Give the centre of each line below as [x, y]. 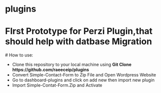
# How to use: [19, 55]
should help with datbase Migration [79, 42]
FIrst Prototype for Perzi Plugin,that [79, 31]
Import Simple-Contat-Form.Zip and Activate [57, 85]
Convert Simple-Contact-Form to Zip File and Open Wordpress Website [84, 75]
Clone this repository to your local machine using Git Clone [72, 65]
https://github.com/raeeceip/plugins [51, 70]
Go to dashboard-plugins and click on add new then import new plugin [83, 80]
